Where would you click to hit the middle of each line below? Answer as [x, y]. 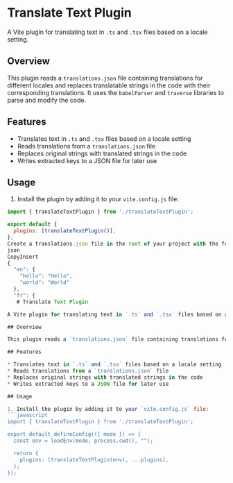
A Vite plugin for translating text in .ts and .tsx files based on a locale [107, 32]
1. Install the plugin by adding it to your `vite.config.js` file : [108, 409]
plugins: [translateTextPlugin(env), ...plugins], [94, 459]
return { [26, 453]
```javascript [28, 415]
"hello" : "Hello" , [46, 276]
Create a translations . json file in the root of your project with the [113, 244]
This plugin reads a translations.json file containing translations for [105, 78]
